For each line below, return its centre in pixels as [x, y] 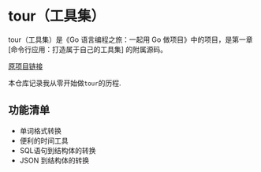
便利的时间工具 [44, 140]
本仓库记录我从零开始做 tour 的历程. [65, 83]
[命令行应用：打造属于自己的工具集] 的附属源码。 [88, 49]
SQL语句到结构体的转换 [58, 150]
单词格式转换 [40, 130]
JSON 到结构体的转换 [54, 160]
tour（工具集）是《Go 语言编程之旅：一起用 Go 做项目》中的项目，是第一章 [130, 39]
